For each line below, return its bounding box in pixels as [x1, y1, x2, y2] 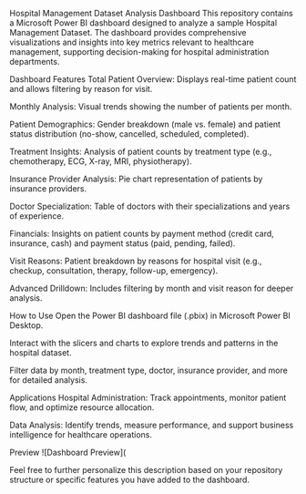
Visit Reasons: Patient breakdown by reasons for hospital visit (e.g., [9, 255, 262, 266]
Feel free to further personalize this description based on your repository [9, 465, 283, 475]
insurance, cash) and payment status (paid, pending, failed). [9, 238, 236, 249]
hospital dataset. [9, 347, 72, 358]
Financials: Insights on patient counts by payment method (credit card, [9, 228, 275, 239]
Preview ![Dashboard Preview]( [9, 447, 127, 458]
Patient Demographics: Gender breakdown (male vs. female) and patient [9, 118, 280, 129]
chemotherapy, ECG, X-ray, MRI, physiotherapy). [9, 156, 193, 167]
